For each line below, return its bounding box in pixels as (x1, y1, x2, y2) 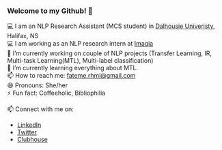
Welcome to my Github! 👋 (7, 6, 94, 16)
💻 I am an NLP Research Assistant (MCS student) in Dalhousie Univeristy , (7, 22, 215, 30)
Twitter (16, 128, 38, 136)
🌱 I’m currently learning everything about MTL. (7, 64, 139, 72)
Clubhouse (16, 136, 48, 144)
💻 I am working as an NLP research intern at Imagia (7, 40, 154, 48)
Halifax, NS (7, 32, 39, 40)
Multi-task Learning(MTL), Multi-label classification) (7, 57, 154, 65)
